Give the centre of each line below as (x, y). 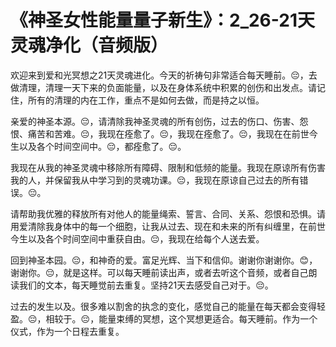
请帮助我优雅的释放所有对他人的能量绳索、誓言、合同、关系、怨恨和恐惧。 (163, 213)
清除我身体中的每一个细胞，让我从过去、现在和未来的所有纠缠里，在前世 (176, 226)
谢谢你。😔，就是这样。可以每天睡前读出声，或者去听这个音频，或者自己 (159, 272)
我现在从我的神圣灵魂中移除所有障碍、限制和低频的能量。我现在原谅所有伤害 (168, 167)
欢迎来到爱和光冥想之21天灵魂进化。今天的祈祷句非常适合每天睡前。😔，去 (164, 75)
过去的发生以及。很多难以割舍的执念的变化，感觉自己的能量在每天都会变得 (163, 306)
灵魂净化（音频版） (89, 45)
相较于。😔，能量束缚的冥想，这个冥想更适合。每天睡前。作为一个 (181, 318)
